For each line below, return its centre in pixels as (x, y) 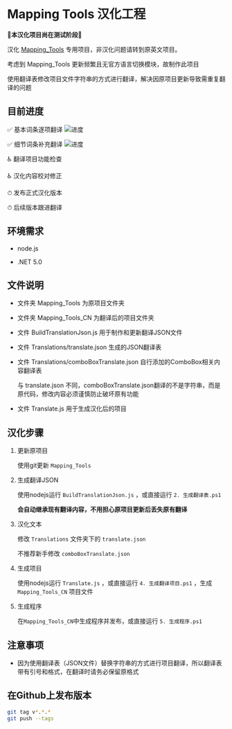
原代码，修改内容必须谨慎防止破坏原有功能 (78, 394)
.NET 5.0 (30, 262)
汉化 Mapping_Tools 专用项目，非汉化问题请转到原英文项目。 (94, 49)
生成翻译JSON (38, 480)
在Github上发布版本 (50, 695)
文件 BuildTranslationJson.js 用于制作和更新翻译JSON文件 (100, 332)
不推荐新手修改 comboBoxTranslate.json (73, 554)
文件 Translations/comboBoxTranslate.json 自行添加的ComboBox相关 (116, 362)
